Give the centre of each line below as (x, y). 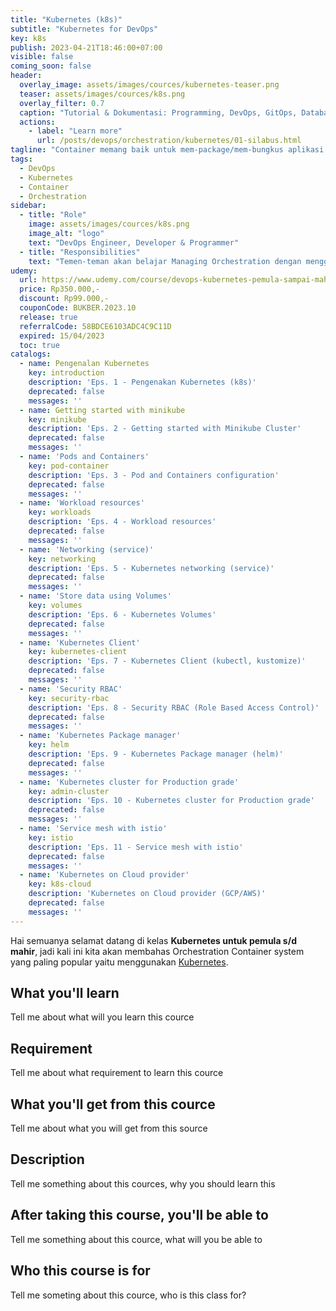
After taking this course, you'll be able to (139, 1215)
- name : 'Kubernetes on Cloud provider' (104, 875)
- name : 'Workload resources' (82, 503)
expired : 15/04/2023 (62, 336)
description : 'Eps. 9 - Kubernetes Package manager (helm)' (156, 754)
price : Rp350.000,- (60, 289)
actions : (37, 122)
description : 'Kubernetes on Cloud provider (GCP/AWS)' (147, 894)
